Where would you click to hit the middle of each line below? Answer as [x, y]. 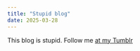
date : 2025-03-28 [33, 20]
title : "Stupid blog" [39, 14]
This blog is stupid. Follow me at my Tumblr [70, 40]
